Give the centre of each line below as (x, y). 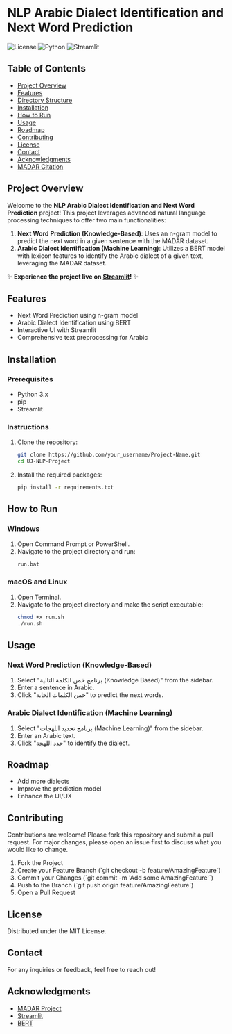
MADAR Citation (40, 166)
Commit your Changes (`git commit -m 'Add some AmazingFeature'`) (115, 878)
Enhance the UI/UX (45, 796)
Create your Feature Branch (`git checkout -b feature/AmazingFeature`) (119, 871)
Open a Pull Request (46, 893)
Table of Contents (47, 68)
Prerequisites (30, 379)
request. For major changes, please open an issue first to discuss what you (114, 842)
